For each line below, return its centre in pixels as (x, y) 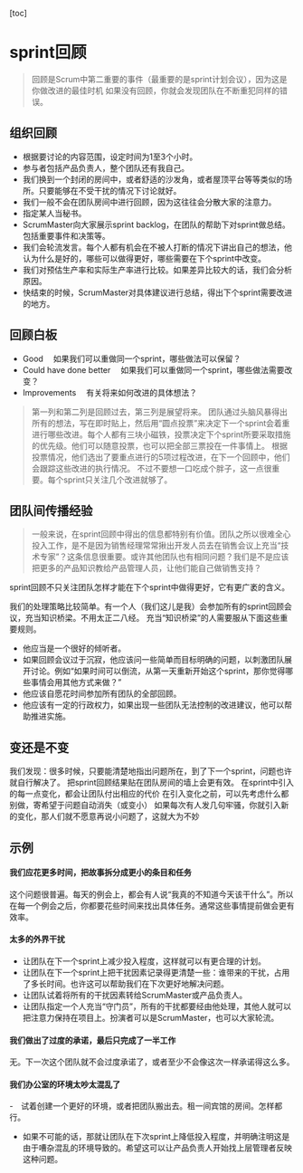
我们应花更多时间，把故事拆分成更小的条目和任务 (100, 873)
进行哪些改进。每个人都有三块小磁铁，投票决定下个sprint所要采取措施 (161, 434)
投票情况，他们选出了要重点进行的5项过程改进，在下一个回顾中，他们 (161, 457)
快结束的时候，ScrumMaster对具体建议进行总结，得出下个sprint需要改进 (157, 292)
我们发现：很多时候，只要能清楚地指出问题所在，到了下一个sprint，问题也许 (151, 771)
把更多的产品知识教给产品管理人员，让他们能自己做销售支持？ (147, 568)
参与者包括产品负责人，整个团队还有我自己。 (106, 167)
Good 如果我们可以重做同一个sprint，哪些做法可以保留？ (132, 358)
